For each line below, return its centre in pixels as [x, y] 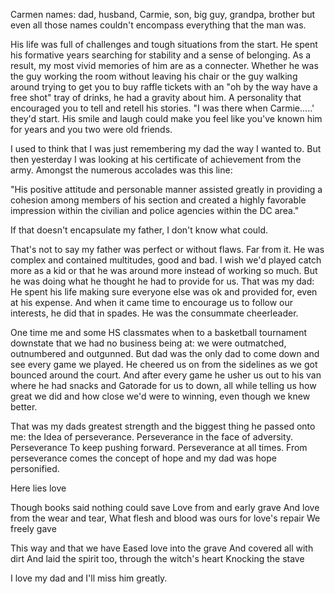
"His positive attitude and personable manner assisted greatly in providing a [166, 189]
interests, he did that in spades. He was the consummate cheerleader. [154, 313]
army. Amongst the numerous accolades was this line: [121, 170]
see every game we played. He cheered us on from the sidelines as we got [164, 364]
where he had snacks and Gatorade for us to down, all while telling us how [163, 385]
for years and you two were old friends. [91, 129]
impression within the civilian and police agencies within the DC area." [155, 210]
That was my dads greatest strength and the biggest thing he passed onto [163, 426]
